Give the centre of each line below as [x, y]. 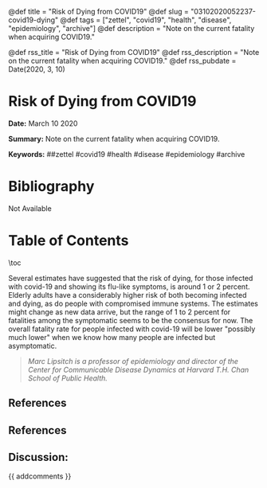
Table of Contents [69, 241]
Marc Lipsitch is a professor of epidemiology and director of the [133, 361]
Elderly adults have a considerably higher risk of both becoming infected [128, 295]
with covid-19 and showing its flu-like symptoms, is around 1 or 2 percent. [129, 287]
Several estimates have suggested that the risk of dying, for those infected [131, 278]
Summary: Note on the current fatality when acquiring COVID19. [114, 139]
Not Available [30, 208]
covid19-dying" [33, 20]
